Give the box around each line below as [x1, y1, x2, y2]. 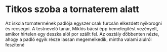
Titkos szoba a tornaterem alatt [5, 4, 139, 15]
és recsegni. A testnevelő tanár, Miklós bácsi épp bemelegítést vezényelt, [5, 25, 158, 31]
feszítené [5, 41, 25, 47]
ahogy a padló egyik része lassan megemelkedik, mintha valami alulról [5, 36, 152, 42]
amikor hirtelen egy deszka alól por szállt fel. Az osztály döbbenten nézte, [5, 31, 159, 37]
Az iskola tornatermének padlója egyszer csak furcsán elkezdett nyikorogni [5, 20, 162, 26]
